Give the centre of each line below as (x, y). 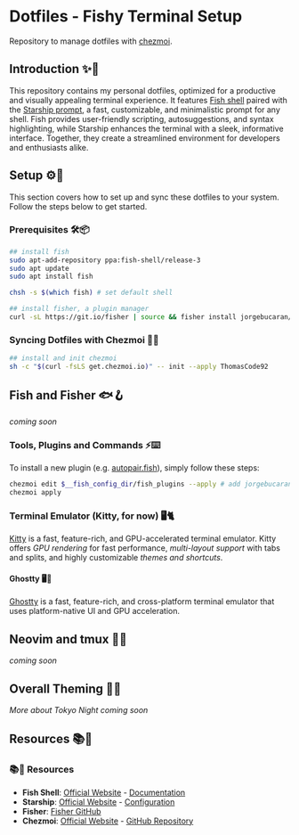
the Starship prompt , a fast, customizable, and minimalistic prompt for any (145, 110)
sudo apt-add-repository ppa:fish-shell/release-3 (105, 260)
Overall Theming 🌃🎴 (65, 688)
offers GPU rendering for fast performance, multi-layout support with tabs (145, 548)
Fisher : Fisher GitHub (61, 811)
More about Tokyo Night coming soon (79, 710)
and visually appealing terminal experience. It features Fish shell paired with (148, 100)
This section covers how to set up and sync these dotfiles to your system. (145, 197)
